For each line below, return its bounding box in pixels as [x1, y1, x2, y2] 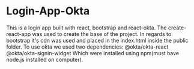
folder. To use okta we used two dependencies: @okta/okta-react [6, 43, 169, 50]
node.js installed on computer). [6, 56, 83, 63]
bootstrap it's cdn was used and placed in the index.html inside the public [6, 37, 189, 44]
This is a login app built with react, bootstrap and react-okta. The [6, 24, 167, 31]
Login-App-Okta [6, 4, 90, 18]
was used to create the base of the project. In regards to [32, 30, 172, 37]
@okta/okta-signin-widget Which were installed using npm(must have [6, 49, 180, 56]
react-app [6, 30, 31, 37]
